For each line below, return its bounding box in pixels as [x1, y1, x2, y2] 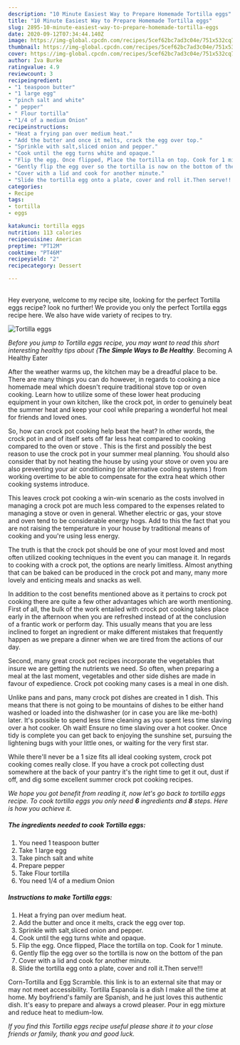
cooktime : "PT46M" [8, 249, 63, 256]
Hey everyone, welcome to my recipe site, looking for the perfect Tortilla [8, 296, 220, 304]
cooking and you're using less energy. [8, 532, 120, 540]
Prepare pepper [18, 861, 65, 869]
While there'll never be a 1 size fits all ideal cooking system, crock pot [8, 752, 212, 761]
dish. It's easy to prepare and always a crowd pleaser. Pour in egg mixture [8, 1000, 226, 1009]
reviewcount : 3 [8, 70, 53, 77]
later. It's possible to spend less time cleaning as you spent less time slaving [8, 716, 232, 725]
